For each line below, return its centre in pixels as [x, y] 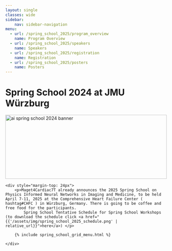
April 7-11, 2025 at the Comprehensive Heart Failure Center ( [74, 199]
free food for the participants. [41, 208]
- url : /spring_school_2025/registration [55, 53]
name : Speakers [31, 48]
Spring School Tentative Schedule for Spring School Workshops [92, 213]
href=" [92, 217]
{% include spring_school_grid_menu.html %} [63, 235]
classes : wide [20, 15]
